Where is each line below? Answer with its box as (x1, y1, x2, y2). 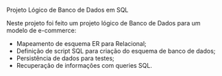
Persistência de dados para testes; (16, 54, 114, 62)
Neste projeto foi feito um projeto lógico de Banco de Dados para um (6, 19, 201, 27)
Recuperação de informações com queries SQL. (16, 62, 152, 69)
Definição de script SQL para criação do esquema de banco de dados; (16, 47, 216, 55)
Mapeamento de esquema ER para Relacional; (16, 40, 147, 47)
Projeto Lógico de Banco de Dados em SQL (6, 6, 129, 14)
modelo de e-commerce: (6, 27, 77, 34)
